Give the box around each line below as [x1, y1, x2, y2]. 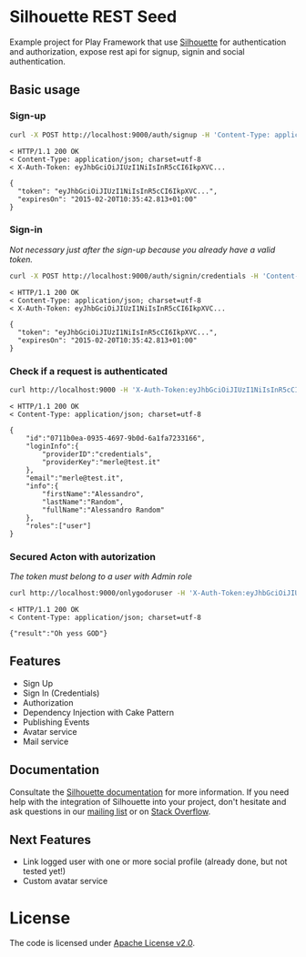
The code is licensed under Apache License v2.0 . [9, 938, 196, 949]
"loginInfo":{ [25, 442, 79, 451]
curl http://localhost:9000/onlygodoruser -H [9, 589, 185, 598]
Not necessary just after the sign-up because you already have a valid [9, 244, 276, 255]
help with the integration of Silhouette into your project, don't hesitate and [9, 796, 287, 807]
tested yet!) [22, 866, 66, 877]
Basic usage [9, 82, 80, 97]
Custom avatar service [22, 876, 108, 887]
